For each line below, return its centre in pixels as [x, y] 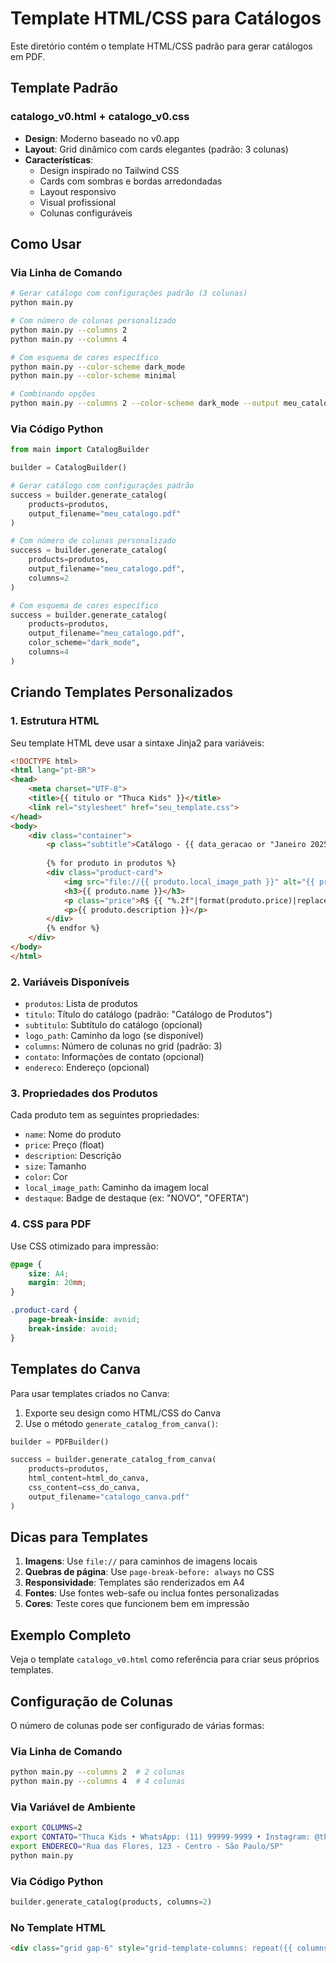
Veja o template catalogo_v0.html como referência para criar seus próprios [165, 1659]
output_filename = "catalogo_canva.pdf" [109, 1497]
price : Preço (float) [64, 1145]
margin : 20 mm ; [57, 1283]
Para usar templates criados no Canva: [90, 1393]
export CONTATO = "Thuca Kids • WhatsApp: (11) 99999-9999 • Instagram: [160, 1837]
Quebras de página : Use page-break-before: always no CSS [149, 1572]
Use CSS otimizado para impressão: [84, 1246]
